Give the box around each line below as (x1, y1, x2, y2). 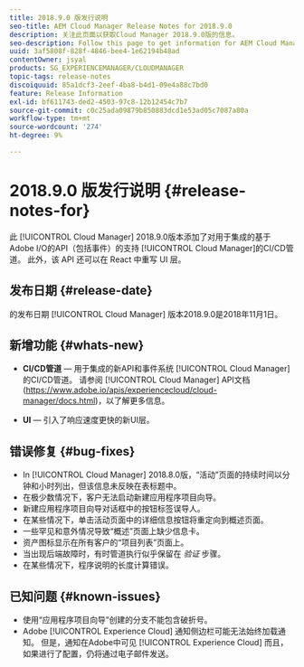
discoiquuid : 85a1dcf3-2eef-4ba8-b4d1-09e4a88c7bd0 (9, 80, 208, 89)
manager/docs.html (22, 395, 96, 407)
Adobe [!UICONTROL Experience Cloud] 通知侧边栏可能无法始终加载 (22, 625, 279, 637)
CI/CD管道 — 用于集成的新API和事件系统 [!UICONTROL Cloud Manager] (22, 363, 291, 374)
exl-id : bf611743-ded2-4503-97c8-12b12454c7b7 (9, 97, 188, 107)
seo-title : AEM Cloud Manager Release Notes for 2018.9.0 (9, 22, 233, 31)
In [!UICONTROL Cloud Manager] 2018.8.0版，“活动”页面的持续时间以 (22, 469, 282, 480)
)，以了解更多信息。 (94, 395, 170, 407)
